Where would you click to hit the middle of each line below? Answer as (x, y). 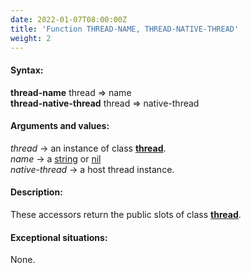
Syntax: (27, 70)
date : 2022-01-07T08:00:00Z (69, 19)
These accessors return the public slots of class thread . (126, 214)
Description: (36, 192)
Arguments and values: (60, 126)
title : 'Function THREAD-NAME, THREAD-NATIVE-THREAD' (125, 29)
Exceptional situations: (59, 237)
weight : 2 (31, 38)
